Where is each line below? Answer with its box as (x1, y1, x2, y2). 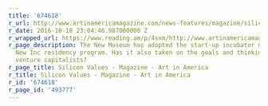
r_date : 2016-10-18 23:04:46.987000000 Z (8, 26, 148, 34)
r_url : (8, 19, 30, 27)
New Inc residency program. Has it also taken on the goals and (15, 49, 234, 57)
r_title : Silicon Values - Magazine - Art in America (8, 71, 191, 79)
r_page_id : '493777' (8, 85, 77, 94)
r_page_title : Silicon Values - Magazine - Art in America (8, 64, 209, 72)
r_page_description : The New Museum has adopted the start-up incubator (8, 41, 255, 49)
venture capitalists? (15, 57, 88, 65)
